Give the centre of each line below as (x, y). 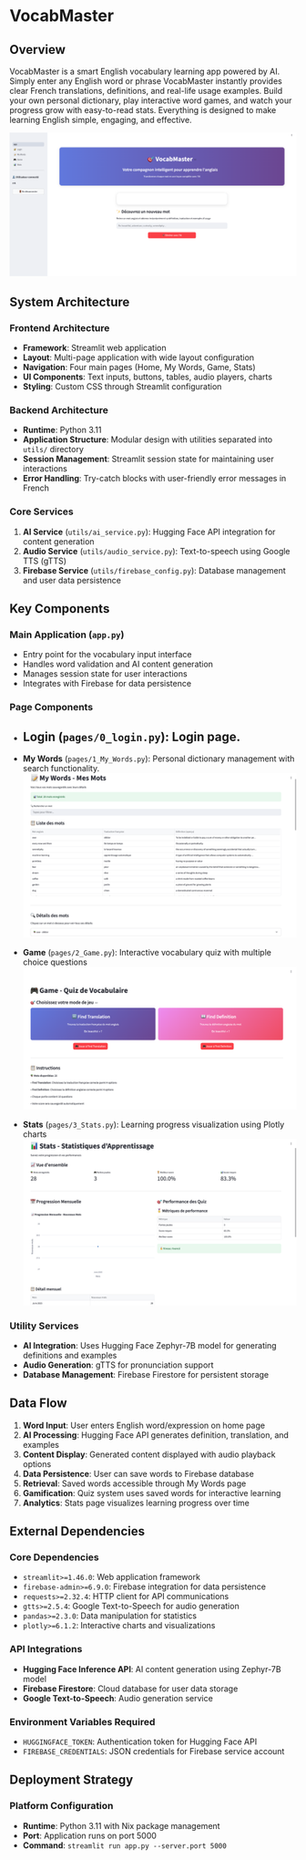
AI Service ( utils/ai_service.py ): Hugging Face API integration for (149, 532)
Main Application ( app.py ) (67, 635)
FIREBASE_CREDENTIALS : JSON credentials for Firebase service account (153, 1751)
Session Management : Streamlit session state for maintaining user (148, 459)
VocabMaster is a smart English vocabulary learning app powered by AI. (145, 71)
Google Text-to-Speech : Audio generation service (118, 1698)
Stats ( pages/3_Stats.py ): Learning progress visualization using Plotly (153, 1124)
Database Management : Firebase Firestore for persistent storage (146, 1374)
